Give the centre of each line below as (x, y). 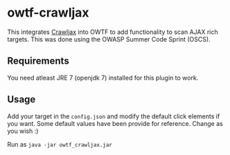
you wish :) (23, 131)
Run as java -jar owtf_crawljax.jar (60, 144)
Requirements (38, 61)
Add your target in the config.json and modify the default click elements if (114, 116)
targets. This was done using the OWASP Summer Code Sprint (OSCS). (109, 39)
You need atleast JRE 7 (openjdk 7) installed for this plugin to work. (103, 77)
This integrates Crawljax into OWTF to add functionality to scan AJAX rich (113, 32)
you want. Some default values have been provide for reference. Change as (115, 123)
